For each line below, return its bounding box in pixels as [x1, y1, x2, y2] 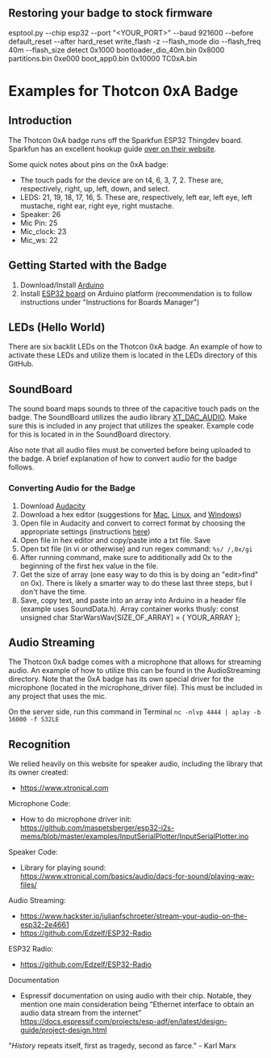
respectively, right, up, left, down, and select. [19, 183, 171, 193]
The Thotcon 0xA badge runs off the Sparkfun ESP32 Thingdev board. [8, 135, 244, 144]
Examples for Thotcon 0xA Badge [8, 82, 239, 100]
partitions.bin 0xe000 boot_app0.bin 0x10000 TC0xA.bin [8, 53, 198, 63]
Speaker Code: [8, 847, 58, 857]
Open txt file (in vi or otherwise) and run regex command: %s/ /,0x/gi [19, 544, 253, 554]
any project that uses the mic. [8, 692, 107, 701]
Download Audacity [19, 500, 86, 511]
